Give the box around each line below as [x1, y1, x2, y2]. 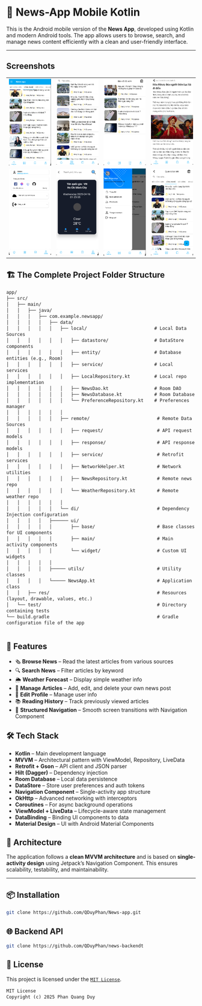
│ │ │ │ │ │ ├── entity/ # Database [6, 349, 182, 355]
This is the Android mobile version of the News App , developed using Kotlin [6, 25, 194, 32]
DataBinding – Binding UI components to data [14, 814, 129, 821]
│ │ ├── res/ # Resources [6, 590, 187, 596]
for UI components [6, 529, 52, 535]
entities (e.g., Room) [6, 355, 63, 361]
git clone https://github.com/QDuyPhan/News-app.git [6, 910, 141, 916]
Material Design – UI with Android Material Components [14, 820, 155, 827]
